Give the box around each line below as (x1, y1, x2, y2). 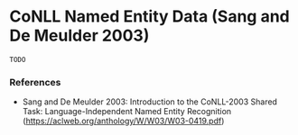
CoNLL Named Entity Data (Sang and (9, 6, 291, 27)
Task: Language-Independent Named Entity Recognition (22, 106, 232, 117)
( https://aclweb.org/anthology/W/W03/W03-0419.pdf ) (22, 115, 225, 127)
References (9, 76, 61, 88)
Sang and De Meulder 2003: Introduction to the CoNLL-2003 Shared (22, 96, 278, 107)
